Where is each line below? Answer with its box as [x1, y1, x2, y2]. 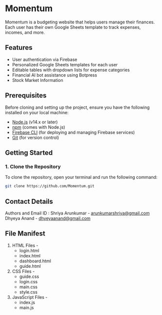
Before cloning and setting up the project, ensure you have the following [5, 104, 150, 110]
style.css [19, 289, 38, 295]
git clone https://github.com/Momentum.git [5, 184, 95, 189]
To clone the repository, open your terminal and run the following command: [5, 174, 158, 180]
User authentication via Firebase [12, 57, 77, 62]
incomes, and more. [5, 29, 45, 35]
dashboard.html [19, 258, 51, 264]
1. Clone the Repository [5, 163, 61, 170]
